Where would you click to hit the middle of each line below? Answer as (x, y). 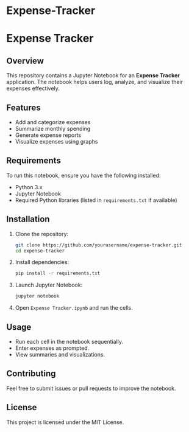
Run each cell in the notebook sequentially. (69, 341)
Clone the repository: (42, 234)
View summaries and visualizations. (60, 354)
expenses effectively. (33, 88)
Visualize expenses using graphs (56, 141)
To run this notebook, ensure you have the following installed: (84, 175)
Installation (28, 219)
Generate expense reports (48, 135)
